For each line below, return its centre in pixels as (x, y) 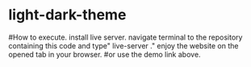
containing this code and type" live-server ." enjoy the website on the (123, 45)
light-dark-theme (67, 15)
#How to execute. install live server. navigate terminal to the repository (125, 37)
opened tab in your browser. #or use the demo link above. (105, 54)
